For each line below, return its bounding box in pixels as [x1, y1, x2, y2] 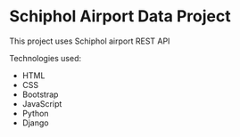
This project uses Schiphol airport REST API [9, 36, 170, 46]
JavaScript [21, 98, 62, 109]
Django [21, 117, 49, 128]
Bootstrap [21, 89, 59, 100]
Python [21, 108, 49, 118]
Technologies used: [9, 52, 82, 63]
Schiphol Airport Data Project [9, 6, 231, 27]
